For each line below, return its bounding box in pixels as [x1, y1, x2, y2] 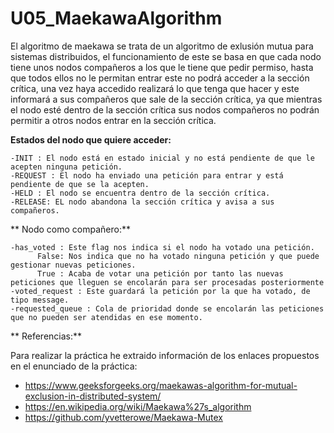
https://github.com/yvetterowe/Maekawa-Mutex [24, 411, 223, 423]
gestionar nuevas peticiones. [10, 260, 137, 270]
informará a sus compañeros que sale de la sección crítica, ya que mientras [10, 93, 323, 105]
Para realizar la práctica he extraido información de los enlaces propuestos [10, 349, 320, 361]
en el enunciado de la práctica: [10, 360, 138, 372]
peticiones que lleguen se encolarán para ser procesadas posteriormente [10, 277, 325, 287]
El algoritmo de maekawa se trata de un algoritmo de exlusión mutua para [10, 40, 314, 52]
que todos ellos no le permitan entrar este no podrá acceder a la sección [10, 72, 310, 84]
